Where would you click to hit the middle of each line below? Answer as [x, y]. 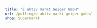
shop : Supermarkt [23, 18]
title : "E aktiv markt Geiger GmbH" [42, 9]
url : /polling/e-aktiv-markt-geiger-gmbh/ [48, 14]
